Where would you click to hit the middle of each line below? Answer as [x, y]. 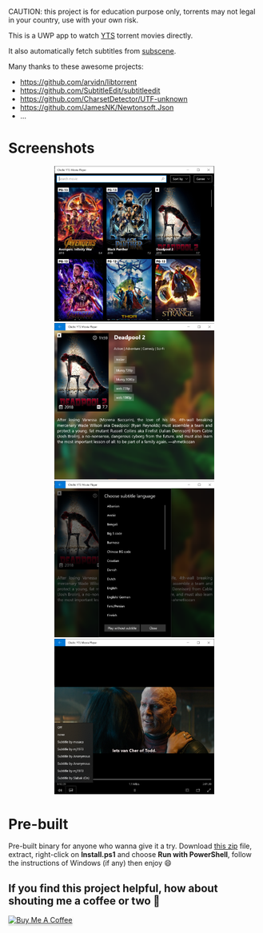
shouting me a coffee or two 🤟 [84, 901]
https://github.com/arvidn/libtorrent [78, 82]
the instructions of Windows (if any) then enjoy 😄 [90, 863]
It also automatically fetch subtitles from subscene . [92, 51]
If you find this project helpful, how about [113, 888]
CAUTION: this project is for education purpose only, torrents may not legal [132, 12]
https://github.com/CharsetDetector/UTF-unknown [104, 99]
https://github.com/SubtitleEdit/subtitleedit [90, 90]
